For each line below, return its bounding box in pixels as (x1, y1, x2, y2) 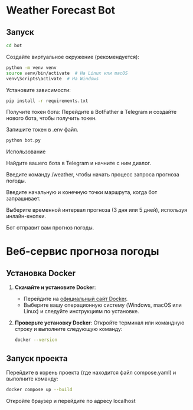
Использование (6, 148, 46, 155)
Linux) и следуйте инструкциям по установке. (23, 308, 140, 315)
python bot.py (6, 137, 41, 143)
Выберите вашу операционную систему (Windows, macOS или (23, 301, 182, 309)
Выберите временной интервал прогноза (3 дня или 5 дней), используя (6, 206, 188, 214)
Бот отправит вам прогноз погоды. (6, 224, 94, 231)
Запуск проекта (6, 353, 68, 363)
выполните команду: (6, 375, 58, 382)
